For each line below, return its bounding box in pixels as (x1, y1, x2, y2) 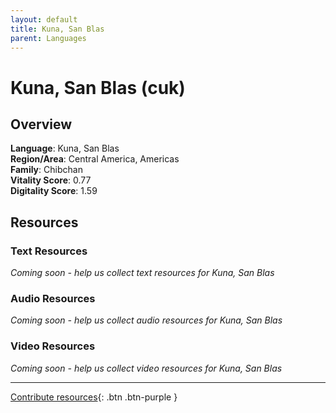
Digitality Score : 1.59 (10, 185, 98, 197)
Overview (10, 116, 73, 133)
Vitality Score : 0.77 (10, 174, 92, 186)
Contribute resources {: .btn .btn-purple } (10, 391, 178, 403)
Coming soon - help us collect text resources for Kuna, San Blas (10, 267, 275, 279)
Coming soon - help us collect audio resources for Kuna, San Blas (10, 314, 283, 326)
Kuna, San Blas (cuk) (10, 76, 186, 99)
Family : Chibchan (10, 164, 83, 176)
